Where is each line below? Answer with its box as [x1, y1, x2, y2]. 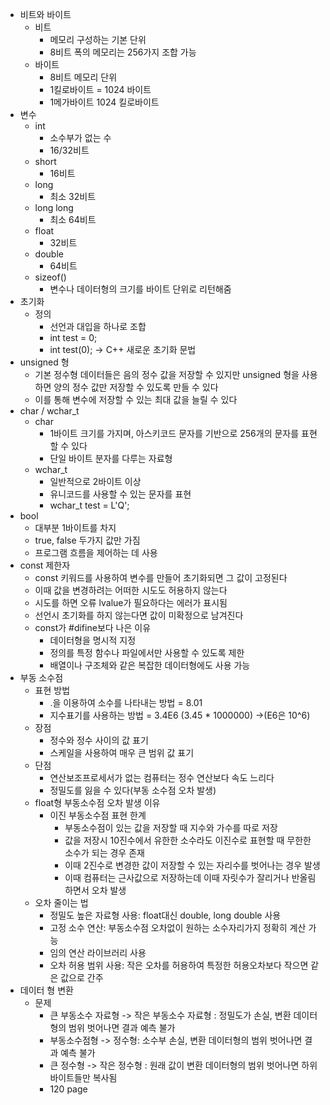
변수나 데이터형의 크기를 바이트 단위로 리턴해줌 [49, 283, 232, 295]
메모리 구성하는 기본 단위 [49, 34, 147, 45]
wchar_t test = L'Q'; [49, 499, 130, 511]
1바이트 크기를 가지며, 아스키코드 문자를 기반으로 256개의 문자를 [49, 428, 300, 439]
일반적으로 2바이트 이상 [49, 476, 142, 487]
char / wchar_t [19, 405, 80, 417]
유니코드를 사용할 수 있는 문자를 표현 [49, 488, 192, 500]
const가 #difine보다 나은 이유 [34, 622, 152, 633]
